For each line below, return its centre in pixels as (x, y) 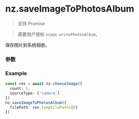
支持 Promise (31, 23)
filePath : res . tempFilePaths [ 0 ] (44, 107)
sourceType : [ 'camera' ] (35, 93)
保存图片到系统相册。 (27, 45)
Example (16, 73)
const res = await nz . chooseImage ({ (44, 84)
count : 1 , (20, 89)
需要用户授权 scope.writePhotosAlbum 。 (59, 34)
